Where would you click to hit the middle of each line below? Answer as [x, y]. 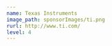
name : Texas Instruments [42, 13]
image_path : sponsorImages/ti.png [56, 20]
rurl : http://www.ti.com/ [43, 26]
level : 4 [19, 32]
